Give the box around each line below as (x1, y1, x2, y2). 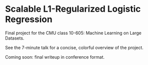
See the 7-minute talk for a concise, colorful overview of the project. (5, 44, 144, 50)
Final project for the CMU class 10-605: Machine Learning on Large (5, 30, 142, 36)
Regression (5, 14, 53, 25)
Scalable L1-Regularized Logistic (5, 3, 141, 15)
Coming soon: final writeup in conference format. (5, 54, 105, 60)
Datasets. (5, 35, 25, 41)
